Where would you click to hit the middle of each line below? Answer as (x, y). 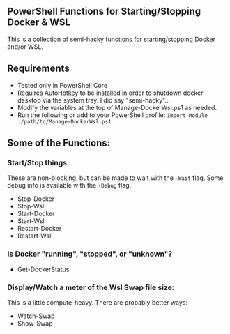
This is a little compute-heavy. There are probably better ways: (98, 302)
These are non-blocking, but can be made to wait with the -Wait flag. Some (115, 178)
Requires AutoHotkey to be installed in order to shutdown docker (110, 93)
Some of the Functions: (59, 143)
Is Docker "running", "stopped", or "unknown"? (90, 254)
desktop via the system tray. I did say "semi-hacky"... (94, 100)
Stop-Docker (36, 199)
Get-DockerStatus (43, 269)
